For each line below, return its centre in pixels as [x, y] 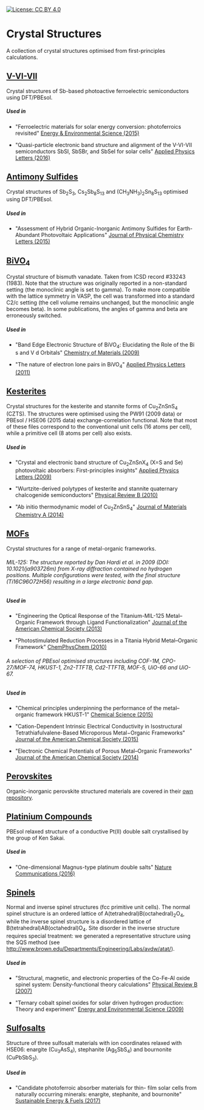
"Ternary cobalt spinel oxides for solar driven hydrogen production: [99, 1002]
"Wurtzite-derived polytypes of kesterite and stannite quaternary [96, 488]
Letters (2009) [33, 477]
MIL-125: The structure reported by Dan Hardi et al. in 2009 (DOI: [88, 563]
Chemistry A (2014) [39, 515]
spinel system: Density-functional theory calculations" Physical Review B [106, 984]
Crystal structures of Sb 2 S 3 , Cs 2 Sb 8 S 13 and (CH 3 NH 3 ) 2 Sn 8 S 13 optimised [97, 192]
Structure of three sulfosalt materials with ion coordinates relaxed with [94, 1043]
